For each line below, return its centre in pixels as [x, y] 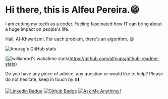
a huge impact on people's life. [37, 29]
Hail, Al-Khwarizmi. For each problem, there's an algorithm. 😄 [70, 39]
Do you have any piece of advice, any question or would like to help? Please [84, 73]
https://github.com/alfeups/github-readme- [115, 58]
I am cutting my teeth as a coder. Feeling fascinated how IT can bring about [84, 24]
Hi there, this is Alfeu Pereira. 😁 [72, 10]
